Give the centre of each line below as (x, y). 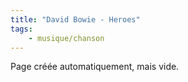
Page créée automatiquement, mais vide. (95, 67)
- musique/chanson (66, 38)
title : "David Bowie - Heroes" (75, 19)
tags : (21, 29)
